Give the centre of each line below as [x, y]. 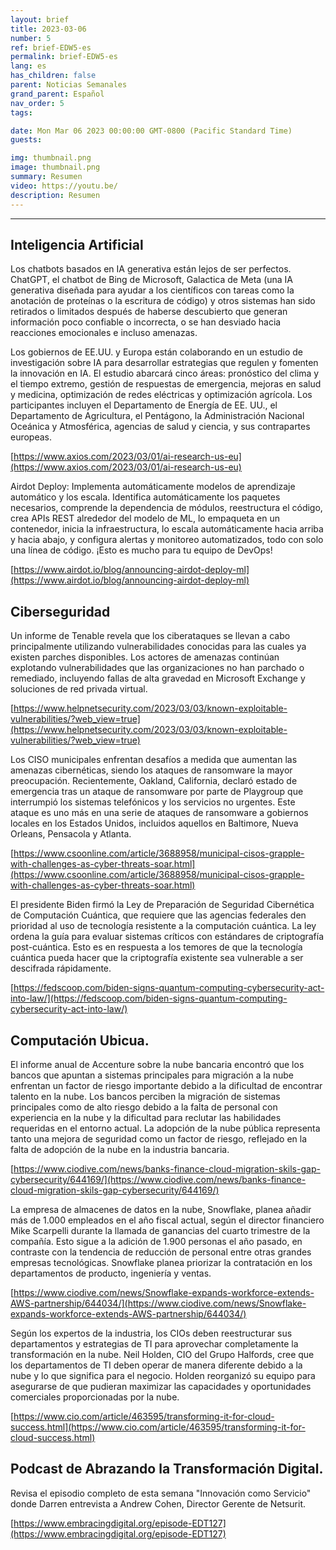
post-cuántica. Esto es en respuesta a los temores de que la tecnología [156, 947]
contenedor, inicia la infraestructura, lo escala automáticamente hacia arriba [167, 529]
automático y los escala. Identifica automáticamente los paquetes [145, 497]
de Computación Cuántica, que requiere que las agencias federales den [158, 915]
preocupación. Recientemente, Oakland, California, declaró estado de [154, 781]
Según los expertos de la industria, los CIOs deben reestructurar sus [151, 1333]
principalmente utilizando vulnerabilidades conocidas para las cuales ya [158, 647]
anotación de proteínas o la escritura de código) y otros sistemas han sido [163, 301]
